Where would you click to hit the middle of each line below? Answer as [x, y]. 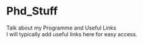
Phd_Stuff [32, 11]
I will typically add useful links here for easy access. [72, 34]
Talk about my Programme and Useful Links [61, 28]
